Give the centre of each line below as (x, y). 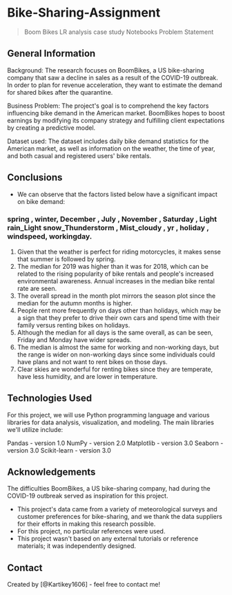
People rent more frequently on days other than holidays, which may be (119, 310)
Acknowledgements (51, 472)
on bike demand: (41, 201)
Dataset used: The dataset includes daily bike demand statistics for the (108, 141)
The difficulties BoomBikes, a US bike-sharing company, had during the (109, 489)
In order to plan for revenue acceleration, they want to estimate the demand (115, 85)
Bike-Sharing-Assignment (84, 13)
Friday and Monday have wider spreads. (75, 339)
